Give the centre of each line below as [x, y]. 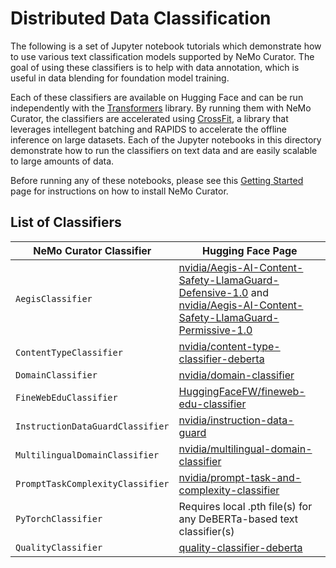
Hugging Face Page [249, 250]
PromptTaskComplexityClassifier [92, 483]
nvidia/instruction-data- [236, 420]
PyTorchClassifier [59, 518]
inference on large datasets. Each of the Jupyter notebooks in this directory [166, 139]
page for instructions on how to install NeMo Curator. [119, 191]
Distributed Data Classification [141, 18]
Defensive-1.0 [213, 292]
